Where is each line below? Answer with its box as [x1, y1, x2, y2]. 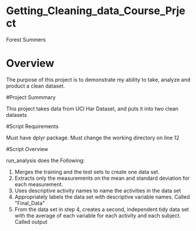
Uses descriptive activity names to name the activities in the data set [14, 187, 181, 194]
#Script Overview [6, 145, 49, 152]
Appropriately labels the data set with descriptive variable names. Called [14, 193, 190, 200]
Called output [14, 218, 48, 225]
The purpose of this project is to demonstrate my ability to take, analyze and [6, 76, 191, 83]
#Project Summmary [6, 93, 56, 101]
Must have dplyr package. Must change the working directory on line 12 [6, 134, 180, 141]
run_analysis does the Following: [6, 157, 85, 164]
